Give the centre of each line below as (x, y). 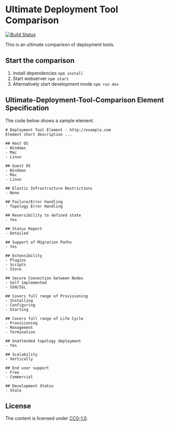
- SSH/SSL (16, 287)
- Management (19, 327)
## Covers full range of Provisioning (47, 296)
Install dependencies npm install (48, 73)
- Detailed (17, 233)
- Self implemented (26, 283)
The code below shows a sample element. (50, 120)
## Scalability (22, 354)
